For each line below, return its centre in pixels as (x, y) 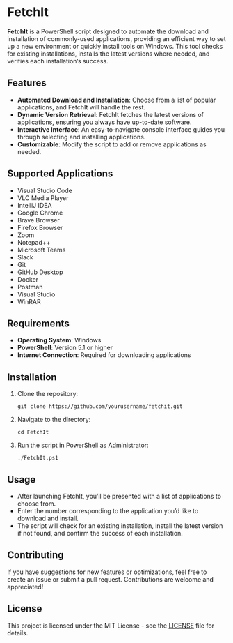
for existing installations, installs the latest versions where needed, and (109, 54)
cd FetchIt (33, 432)
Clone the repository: (48, 394)
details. (18, 633)
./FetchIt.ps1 (38, 458)
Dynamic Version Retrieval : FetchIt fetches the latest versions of (110, 114)
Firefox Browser (40, 227)
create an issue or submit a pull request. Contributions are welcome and (111, 579)
